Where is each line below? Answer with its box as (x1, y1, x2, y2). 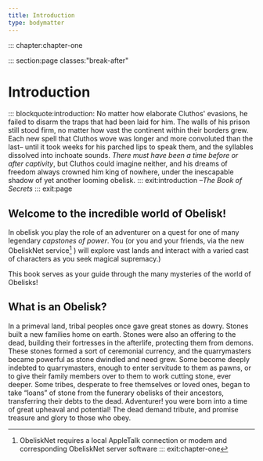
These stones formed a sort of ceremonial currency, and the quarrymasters (8, 346, 252, 356)
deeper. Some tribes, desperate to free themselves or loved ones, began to (8, 379, 250, 389)
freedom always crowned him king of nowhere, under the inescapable (8, 167, 234, 177)
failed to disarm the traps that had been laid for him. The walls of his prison (8, 117, 250, 126)
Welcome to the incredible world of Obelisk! (8, 207, 227, 220)
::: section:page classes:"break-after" (8, 56, 129, 65)
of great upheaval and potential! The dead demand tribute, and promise (8, 404, 239, 414)
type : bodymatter (8, 19, 65, 27)
